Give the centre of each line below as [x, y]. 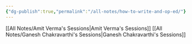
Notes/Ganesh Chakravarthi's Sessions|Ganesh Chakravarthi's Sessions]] [96, 34]
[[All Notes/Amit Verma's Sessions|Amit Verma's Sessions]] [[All [84, 28]
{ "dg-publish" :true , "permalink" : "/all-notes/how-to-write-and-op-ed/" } [96, 11]
